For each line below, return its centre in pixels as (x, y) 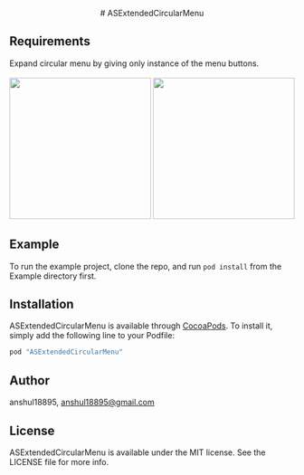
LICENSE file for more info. (59, 461)
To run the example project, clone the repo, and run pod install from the (146, 266)
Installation (42, 304)
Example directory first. (53, 276)
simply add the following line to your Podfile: (92, 336)
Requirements (50, 41)
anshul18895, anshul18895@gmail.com (82, 403)
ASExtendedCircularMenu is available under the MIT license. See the (138, 452)
